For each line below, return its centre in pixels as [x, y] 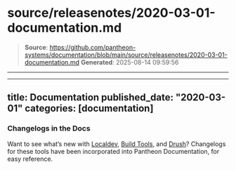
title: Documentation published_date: [91, 97]
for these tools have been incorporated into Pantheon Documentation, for [113, 151]
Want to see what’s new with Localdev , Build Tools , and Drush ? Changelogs [117, 144]
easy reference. [30, 159]
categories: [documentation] [89, 109]
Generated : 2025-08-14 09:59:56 [130, 62]
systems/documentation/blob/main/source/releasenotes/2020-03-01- [126, 55]
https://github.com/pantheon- [93, 47]
